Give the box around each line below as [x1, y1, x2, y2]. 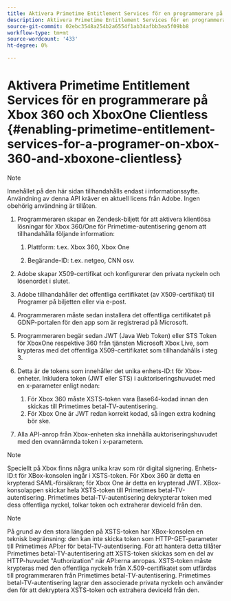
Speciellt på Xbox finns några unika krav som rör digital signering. [7, 464, 194, 472]
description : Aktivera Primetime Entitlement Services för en [7, 17, 189, 23]
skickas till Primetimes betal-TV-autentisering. [27, 402, 158, 410]
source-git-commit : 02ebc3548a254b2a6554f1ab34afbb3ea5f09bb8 [7, 23, 189, 30]
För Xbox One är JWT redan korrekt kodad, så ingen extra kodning [27, 409, 216, 417]
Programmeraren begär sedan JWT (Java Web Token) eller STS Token [16, 331, 217, 339]
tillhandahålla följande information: [16, 229, 115, 238]
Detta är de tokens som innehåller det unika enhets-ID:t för [16, 366, 184, 375]
